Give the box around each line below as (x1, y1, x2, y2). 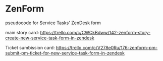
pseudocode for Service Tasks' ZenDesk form (5, 20, 101, 26)
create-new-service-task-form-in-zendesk (5, 35, 94, 41)
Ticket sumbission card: (5, 44, 55, 50)
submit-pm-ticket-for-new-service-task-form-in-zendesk (5, 50, 125, 56)
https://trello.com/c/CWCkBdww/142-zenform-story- (40, 29, 151, 35)
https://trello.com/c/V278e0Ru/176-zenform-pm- (56, 44, 158, 50)
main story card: (5, 29, 39, 35)
